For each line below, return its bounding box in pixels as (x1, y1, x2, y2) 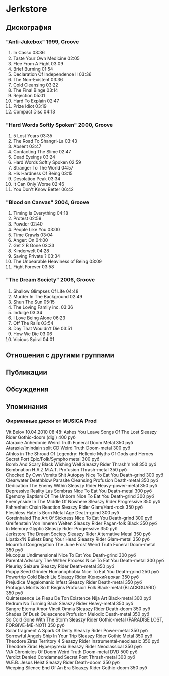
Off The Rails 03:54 (13, 320, 54, 326)
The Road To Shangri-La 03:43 (13, 138, 77, 144)
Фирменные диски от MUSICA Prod (6, 417, 97, 424)
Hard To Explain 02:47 (13, 98, 59, 104)
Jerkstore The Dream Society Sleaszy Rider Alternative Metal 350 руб (6, 531, 151, 537)
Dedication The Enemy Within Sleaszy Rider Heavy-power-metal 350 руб (6, 482, 158, 488)
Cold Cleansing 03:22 (13, 82, 58, 88)
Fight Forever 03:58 (13, 264, 54, 270)
